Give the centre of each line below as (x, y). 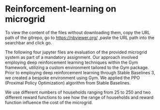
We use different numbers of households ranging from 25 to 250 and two (78, 92)
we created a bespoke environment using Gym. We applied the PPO (73, 78)
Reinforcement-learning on (61, 9)
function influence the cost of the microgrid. (49, 102)
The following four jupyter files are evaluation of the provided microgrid (76, 52)
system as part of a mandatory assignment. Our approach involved (72, 57)
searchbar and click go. (29, 42)
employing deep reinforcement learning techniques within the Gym (72, 62)
